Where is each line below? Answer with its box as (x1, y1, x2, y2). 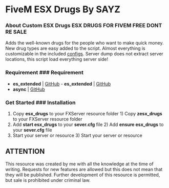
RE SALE (5, 28, 27, 35)
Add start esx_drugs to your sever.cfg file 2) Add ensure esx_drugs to (12, 121, 164, 128)
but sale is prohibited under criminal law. (5, 177, 91, 183)
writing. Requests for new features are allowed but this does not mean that (5, 166, 163, 172)
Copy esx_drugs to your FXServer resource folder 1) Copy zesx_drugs (12, 111, 162, 117)
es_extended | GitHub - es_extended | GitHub (12, 80, 111, 87)
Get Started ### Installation (5, 99, 76, 106)
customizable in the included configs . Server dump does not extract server (5, 51, 164, 57)
